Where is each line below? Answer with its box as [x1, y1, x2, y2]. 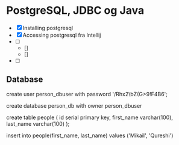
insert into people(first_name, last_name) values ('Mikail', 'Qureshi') [6, 132, 174, 139]
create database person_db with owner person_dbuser [6, 102, 142, 109]
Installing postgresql [22, 24, 74, 31]
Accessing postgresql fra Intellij [22, 31, 101, 39]
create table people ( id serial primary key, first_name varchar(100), [6, 114, 174, 121]
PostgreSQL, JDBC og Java [6, 4, 145, 17]
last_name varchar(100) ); [6, 120, 70, 127]
